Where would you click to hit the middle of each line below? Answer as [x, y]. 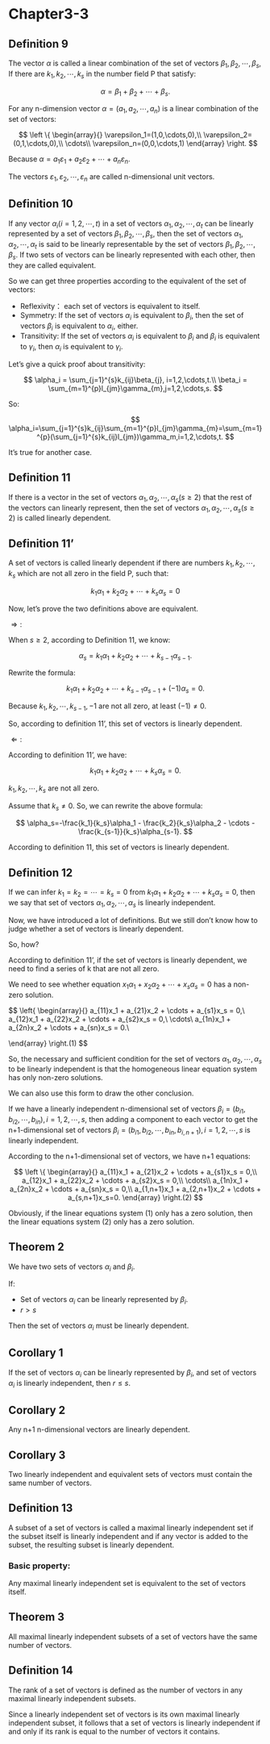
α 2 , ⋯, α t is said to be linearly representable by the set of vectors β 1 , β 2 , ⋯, [132, 245]
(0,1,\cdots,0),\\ [38, 144]
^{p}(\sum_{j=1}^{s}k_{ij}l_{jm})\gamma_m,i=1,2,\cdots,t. [130, 436]
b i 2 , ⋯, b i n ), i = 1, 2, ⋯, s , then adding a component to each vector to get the [133, 1120]
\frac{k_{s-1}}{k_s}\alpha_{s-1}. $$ [135, 832]
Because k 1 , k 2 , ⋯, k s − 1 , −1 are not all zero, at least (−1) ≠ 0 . [108, 707]
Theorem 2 [36, 1247]
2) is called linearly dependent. [60, 518]
